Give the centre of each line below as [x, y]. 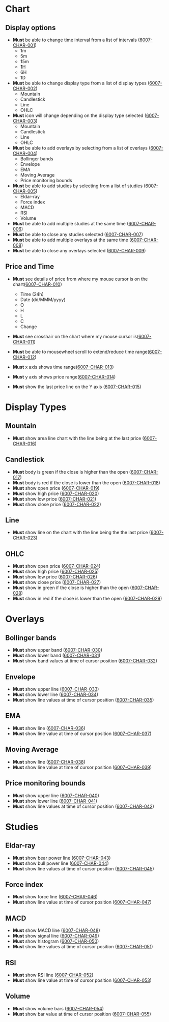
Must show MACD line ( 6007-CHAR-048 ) [56, 930]
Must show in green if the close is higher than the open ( [72, 588]
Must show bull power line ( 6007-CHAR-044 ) [61, 863]
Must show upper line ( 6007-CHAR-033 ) [56, 689]
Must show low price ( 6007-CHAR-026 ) [55, 577]
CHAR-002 [24, 89]
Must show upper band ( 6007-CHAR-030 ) [58, 650]
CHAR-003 [24, 121]
